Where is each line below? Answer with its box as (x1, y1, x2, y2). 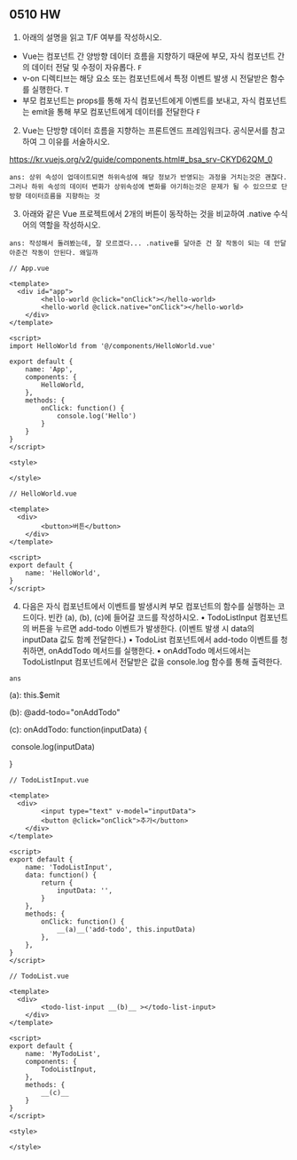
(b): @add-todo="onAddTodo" (9, 706, 121, 718)
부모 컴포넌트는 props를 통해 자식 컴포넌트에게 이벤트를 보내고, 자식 (21, 95, 257, 106)
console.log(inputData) (11, 741, 96, 751)
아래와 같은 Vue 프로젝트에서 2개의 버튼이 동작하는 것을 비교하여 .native (21, 208, 272, 218)
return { (41, 878, 74, 887)
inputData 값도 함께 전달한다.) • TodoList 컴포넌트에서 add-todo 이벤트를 (21, 634, 279, 645)
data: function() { (25, 870, 98, 879)
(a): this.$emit (9, 689, 60, 700)
